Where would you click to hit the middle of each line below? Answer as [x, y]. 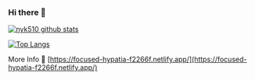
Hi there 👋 [27, 12]
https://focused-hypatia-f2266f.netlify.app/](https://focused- [148, 59]
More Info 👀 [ [29, 59]
